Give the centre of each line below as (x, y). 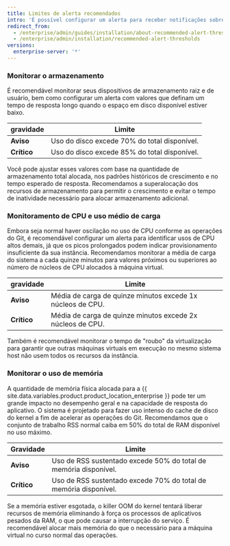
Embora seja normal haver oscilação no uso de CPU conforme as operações (115, 231)
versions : (21, 45)
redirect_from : (29, 26)
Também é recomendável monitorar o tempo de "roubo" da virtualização (110, 341)
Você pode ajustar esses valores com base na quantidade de (93, 169)
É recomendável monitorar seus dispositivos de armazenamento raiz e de (111, 91)
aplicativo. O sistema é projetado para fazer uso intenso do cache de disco (113, 410)
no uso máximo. (30, 432)
